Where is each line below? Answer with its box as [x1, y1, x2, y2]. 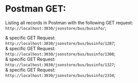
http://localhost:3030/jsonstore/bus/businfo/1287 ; [5, 40, 115, 46]
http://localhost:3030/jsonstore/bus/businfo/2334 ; [5, 72, 115, 78]
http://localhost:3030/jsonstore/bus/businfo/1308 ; [5, 51, 115, 57]
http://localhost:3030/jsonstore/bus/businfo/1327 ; [5, 61, 115, 67]
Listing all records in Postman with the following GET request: [5, 20, 133, 26]
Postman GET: [5, 3, 66, 15]
